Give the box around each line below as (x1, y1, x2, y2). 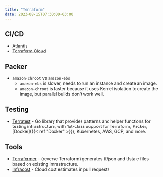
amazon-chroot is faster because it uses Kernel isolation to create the (19, 86, 158, 92)
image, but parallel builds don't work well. (19, 91, 104, 97)
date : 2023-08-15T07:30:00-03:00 (5, 12, 74, 17)
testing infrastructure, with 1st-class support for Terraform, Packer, (12, 123, 148, 129)
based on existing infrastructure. (12, 161, 79, 167)
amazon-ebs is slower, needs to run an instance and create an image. (19, 80, 157, 86)
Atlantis (12, 43, 28, 49)
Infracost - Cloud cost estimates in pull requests (12, 166, 110, 172)
